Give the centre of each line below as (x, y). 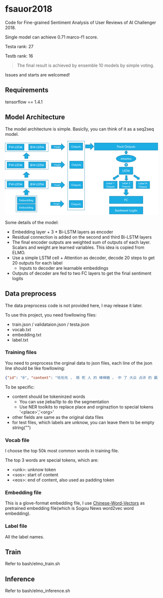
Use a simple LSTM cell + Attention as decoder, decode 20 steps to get (83, 258)
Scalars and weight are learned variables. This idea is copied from (78, 247)
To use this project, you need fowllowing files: (51, 315)
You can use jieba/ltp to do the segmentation (64, 402)
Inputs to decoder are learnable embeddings (64, 268)
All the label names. (25, 537)
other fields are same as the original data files (58, 417)
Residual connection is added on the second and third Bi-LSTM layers (82, 237)
